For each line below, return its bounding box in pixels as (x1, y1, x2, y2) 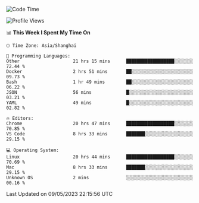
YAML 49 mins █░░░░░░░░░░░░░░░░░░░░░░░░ (6, 100, 194, 106)
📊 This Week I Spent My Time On (6, 29, 91, 36)
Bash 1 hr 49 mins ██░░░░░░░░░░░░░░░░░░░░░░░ (6, 79, 194, 85)
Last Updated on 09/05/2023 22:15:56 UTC (6, 191, 113, 197)
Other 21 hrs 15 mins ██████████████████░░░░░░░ (6, 58, 194, 64)
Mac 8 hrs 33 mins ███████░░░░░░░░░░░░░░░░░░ (6, 164, 194, 170)
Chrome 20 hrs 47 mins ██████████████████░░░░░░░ (6, 120, 194, 126)
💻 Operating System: (6, 147, 60, 153)
